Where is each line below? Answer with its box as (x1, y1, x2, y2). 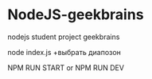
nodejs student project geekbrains (7, 32, 120, 41)
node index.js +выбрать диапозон (7, 47, 121, 57)
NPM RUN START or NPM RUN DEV (7, 62, 125, 73)
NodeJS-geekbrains (7, 6, 144, 24)
